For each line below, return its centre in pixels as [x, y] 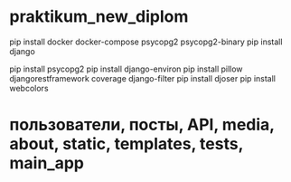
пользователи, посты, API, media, [142, 125]
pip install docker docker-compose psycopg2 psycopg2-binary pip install [146, 42]
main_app [47, 163]
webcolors [29, 88]
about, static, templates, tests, [127, 144]
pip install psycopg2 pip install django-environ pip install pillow [126, 69]
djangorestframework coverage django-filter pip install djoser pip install [142, 78]
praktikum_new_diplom [99, 17]
